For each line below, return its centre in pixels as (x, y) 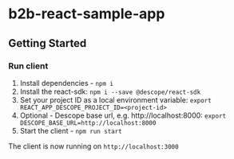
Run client (28, 66)
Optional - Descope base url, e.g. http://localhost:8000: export (123, 115)
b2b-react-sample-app (87, 14)
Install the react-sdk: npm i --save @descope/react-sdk (110, 91)
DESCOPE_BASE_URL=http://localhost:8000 (88, 123)
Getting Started (48, 43)
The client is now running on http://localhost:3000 (93, 146)
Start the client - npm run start (71, 130)
